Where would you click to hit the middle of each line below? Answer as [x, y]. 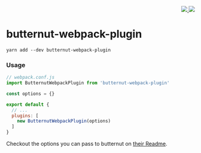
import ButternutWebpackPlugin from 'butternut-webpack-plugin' [88, 83]
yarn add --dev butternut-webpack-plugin [59, 50]
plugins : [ [25, 116]
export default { [28, 105]
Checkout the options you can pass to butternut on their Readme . [87, 144]
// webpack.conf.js [31, 78]
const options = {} [31, 94]
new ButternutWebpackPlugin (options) [64, 121]
